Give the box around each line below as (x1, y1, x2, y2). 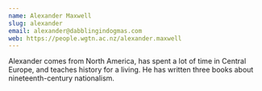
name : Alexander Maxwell (8, 11, 92, 20)
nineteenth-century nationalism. (8, 73, 115, 83)
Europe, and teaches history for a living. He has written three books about (8, 65, 254, 75)
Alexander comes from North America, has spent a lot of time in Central (8, 56, 247, 66)
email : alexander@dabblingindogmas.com (8, 27, 143, 35)
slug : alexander (8, 19, 63, 27)
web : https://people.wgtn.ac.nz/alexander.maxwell (8, 34, 182, 43)
